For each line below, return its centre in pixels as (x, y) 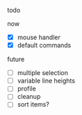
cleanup (29, 97)
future (16, 60)
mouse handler (39, 37)
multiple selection (42, 73)
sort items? (33, 104)
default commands (44, 46)
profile (26, 89)
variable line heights (46, 81)
